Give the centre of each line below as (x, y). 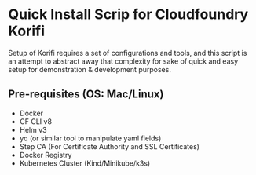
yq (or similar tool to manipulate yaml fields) (90, 138)
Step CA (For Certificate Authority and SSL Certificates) (110, 146)
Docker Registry (46, 155)
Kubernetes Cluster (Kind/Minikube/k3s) (85, 163)
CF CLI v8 (36, 121)
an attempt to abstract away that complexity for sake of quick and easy (123, 61)
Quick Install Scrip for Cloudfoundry (128, 15)
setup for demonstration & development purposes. (90, 69)
